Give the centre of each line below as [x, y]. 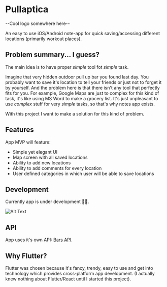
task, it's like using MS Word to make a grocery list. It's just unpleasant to [82, 98]
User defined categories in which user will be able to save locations [83, 174]
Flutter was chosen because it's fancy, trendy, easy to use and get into [79, 268]
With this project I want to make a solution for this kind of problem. [75, 113]
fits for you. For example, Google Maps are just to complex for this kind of [82, 93]
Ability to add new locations [42, 163]
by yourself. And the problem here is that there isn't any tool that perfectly [82, 88]
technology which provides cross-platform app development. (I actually [80, 274]
